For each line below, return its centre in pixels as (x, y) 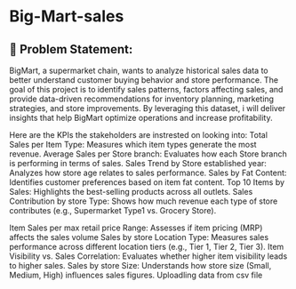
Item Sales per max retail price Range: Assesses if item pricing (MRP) (136, 228)
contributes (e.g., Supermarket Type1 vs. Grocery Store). (113, 210)
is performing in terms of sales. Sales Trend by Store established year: (138, 163)
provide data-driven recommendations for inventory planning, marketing (141, 99)
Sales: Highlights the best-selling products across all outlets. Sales (131, 192)
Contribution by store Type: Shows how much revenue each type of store (144, 201)
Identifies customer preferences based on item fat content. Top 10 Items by (147, 182)
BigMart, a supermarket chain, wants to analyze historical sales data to (139, 70)
